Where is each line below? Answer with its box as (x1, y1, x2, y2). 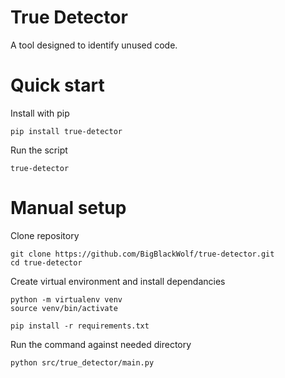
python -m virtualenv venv (10, 294, 123, 305)
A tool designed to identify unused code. (10, 39, 178, 51)
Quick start (10, 74, 105, 97)
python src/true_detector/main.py (10, 357, 155, 368)
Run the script (10, 144, 68, 156)
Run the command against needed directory (10, 338, 192, 350)
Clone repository (10, 229, 80, 241)
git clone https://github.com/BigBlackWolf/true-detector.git (10, 249, 275, 259)
